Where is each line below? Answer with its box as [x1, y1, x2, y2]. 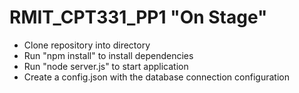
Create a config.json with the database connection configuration [23, 71, 290, 83]
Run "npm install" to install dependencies [23, 49, 194, 61]
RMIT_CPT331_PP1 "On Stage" [9, 6, 268, 29]
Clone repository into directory [23, 39, 151, 51]
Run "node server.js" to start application [23, 60, 189, 72]
